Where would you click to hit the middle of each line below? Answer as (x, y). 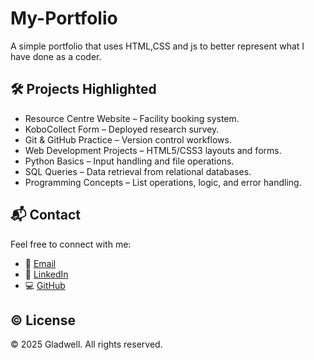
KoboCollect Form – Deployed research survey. (122, 129)
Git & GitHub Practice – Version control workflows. (128, 139)
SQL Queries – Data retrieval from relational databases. (138, 171)
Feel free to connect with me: (71, 244)
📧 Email (40, 263)
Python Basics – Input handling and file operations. (129, 161)
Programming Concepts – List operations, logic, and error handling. (163, 182)
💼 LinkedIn (46, 274)
